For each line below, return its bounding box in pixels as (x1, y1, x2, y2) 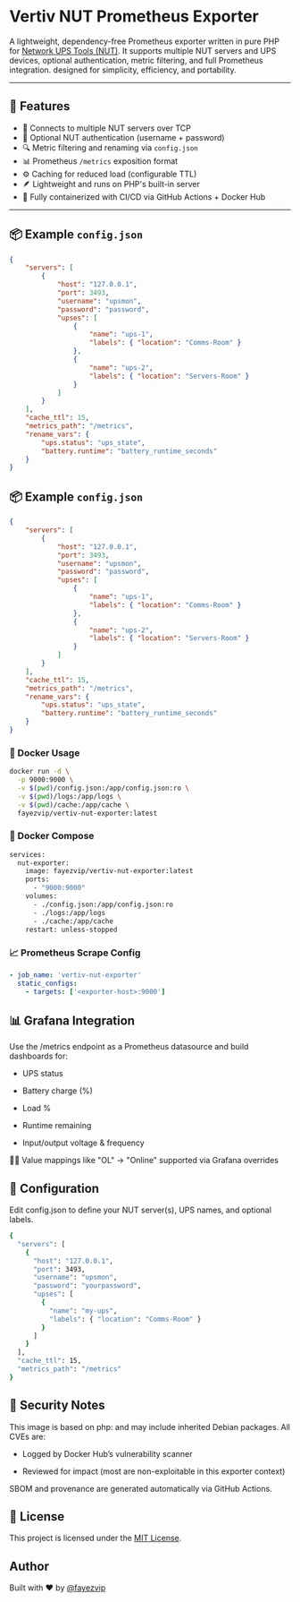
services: (9, 850, 46, 859)
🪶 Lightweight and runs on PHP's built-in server (21, 178, 201, 189)
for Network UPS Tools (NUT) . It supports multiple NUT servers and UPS (9, 45, 277, 56)
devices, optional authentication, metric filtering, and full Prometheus (9, 55, 263, 65)
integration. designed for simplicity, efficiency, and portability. (9, 64, 237, 75)
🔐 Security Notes (9, 1398, 105, 1413)
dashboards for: (9, 1050, 69, 1062)
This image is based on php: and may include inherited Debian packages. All (9, 1421, 290, 1432)
